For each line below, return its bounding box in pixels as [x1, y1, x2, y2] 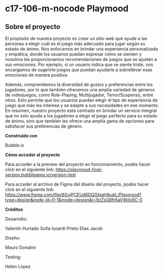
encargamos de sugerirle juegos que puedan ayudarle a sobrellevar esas [5, 67, 153, 73]
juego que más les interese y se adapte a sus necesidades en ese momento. [5, 103, 159, 108]
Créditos [5, 207, 23, 212]
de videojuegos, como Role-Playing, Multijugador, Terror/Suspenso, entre [5, 92, 153, 98]
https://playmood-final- [55, 166, 103, 172]
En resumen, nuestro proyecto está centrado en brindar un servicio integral [5, 108, 157, 113]
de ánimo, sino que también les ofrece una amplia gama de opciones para [5, 118, 155, 124]
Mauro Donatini [5, 245, 36, 250]
